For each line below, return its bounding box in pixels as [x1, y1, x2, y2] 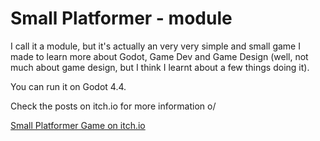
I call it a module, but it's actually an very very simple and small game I [10, 40, 301, 52]
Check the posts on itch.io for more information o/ [10, 100, 217, 112]
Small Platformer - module [10, 7, 233, 30]
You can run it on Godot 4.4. [10, 80, 127, 92]
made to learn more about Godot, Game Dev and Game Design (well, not [10, 50, 309, 62]
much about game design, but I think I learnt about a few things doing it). [10, 61, 310, 73]
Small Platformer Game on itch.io [10, 119, 146, 131]
